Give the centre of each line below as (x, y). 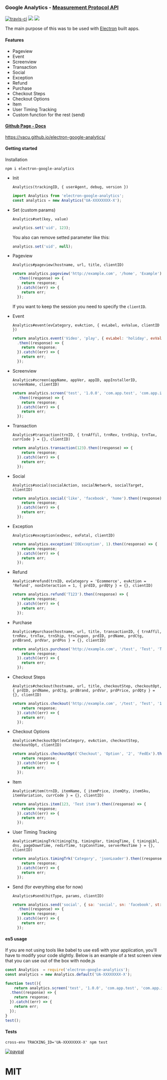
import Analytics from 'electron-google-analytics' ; (68, 196)
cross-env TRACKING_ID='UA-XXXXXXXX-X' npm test (56, 1042)
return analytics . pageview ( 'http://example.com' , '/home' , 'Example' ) (87, 274)
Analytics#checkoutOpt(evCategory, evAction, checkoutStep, (76, 741)
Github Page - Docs (26, 126)
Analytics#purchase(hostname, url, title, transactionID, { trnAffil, (87, 632)
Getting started (21, 148)
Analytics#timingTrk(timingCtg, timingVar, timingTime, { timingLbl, (86, 841)
